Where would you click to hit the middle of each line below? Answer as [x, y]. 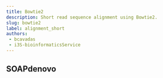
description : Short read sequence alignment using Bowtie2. [82, 17]
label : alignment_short [36, 28]
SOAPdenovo [31, 69]
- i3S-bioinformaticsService [45, 45]
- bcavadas [22, 39]
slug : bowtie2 [24, 23]
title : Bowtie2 [25, 12]
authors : [17, 34]
